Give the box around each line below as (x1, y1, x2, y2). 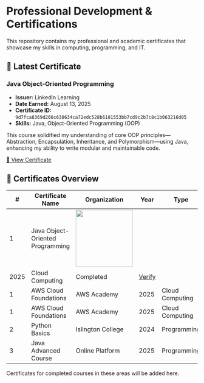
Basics (31, 329, 50, 337)
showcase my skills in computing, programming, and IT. (6, 44, 146, 51)
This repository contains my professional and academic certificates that (6, 37, 186, 44)
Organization (84, 195, 124, 204)
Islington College (75, 325, 124, 334)
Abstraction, (6, 138, 38, 145)
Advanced (31, 346, 61, 355)
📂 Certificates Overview (6, 174, 99, 184)
